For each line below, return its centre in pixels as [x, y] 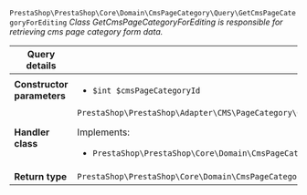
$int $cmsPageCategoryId [147, 91]
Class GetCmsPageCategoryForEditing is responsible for [176, 22]
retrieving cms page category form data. [86, 31]
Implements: [104, 132]
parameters [40, 96]
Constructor [41, 84]
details [41, 66]
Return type [41, 176]
